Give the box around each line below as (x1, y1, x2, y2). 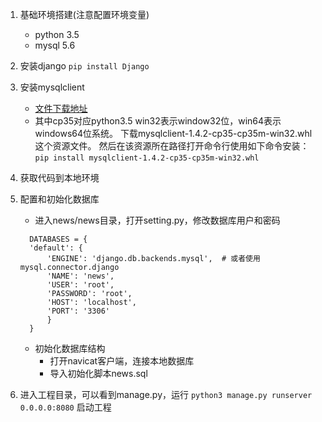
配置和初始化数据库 (19, 193, 100, 205)
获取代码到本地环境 (19, 172, 100, 183)
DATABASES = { (29, 234, 88, 244)
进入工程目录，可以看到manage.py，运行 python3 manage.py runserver (19, 389, 313, 400)
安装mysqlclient (19, 81, 85, 93)
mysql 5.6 (34, 39, 76, 51)
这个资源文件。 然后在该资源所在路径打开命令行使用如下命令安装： (34, 140, 310, 152)
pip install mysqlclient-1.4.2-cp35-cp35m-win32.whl (34, 153, 260, 163)
